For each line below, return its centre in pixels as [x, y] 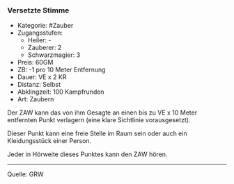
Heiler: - [39, 40]
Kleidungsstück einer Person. [49, 141]
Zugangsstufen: [40, 33]
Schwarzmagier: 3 [54, 55]
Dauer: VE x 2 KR [42, 77]
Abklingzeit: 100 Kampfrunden [61, 92]
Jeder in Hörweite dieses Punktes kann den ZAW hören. [87, 154]
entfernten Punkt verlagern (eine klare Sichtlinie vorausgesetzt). [99, 120]
